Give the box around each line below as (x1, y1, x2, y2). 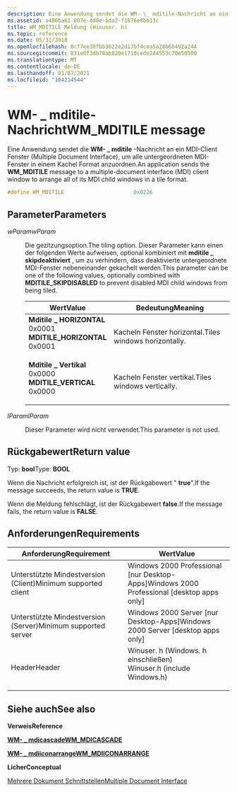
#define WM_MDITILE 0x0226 (7, 189, 153, 196)
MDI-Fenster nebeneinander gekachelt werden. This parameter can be (25, 263, 229, 272)
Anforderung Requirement (21, 549, 111, 558)
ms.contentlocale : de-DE (7, 63, 80, 70)
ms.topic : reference (7, 30, 68, 38)
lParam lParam (7, 412, 49, 420)
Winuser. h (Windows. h (127, 645, 207, 655)
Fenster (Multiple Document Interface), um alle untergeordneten (7, 153, 193, 161)
